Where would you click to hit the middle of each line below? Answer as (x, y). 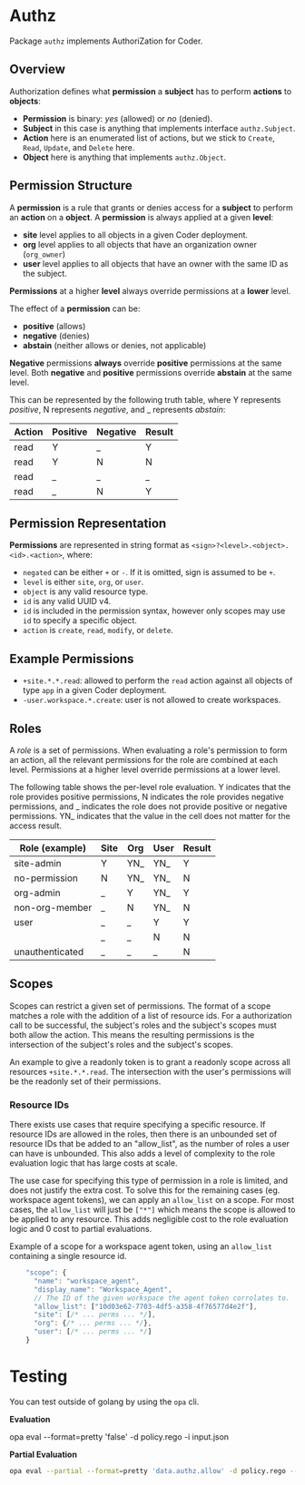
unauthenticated (49, 952)
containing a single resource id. (68, 1256)
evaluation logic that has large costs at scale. (93, 1163)
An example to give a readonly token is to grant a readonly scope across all (150, 1061)
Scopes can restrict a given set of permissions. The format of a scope (140, 1006)
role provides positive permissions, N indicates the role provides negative (147, 796)
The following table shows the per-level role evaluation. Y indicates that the (150, 787)
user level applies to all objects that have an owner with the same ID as (155, 263)
